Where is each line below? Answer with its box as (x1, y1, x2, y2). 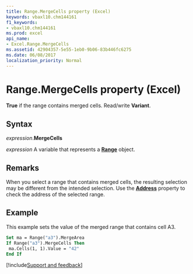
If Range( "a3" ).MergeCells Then (6, 240, 85, 246)
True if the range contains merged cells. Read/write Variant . (6, 102, 151, 109)
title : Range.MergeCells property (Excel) (6, 8, 111, 15)
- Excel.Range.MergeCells (6, 42, 69, 47)
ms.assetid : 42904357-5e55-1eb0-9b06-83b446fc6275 (6, 47, 132, 53)
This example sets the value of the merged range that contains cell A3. (6, 223, 176, 230)
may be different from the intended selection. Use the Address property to (6, 185, 185, 192)
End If (6, 251, 22, 257)
